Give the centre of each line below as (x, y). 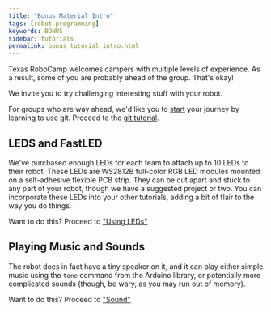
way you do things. (40, 205)
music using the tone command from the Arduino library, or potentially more (135, 275)
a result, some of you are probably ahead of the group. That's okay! (121, 78)
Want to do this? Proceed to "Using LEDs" (78, 221)
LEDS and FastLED (55, 143)
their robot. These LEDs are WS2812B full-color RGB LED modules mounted (134, 171)
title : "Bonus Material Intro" (61, 16)
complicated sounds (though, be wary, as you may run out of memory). (127, 284)
